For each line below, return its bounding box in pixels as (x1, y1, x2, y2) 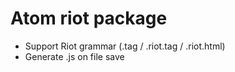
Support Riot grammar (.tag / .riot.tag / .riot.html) (24, 40, 226, 52)
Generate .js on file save (24, 50, 125, 62)
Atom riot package (10, 7, 168, 30)
